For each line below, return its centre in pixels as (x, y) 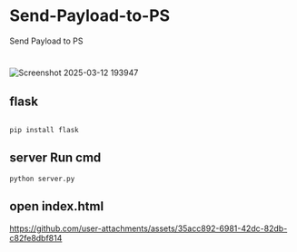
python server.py (42, 179)
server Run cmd (55, 158)
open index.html (57, 206)
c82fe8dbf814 (36, 237)
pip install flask (44, 130)
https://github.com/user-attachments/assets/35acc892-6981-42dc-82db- (148, 228)
